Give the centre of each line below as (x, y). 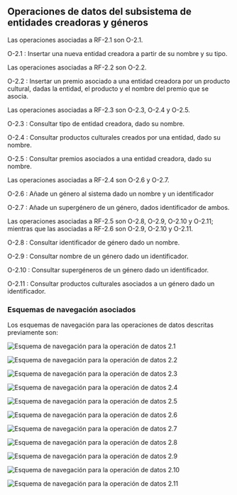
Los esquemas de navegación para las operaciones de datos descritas (111, 325)
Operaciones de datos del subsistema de (99, 12)
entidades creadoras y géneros (78, 23)
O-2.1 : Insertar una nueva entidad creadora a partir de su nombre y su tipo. (117, 53)
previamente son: (33, 333)
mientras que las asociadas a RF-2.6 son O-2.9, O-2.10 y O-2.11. (100, 228)
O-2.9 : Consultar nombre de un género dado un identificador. (98, 256)
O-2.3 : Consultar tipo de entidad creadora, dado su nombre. (96, 123)
